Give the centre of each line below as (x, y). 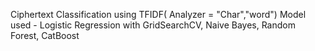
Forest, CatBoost (45, 35)
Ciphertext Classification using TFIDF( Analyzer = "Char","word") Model (158, 14)
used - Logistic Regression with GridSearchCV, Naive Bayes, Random (153, 25)
